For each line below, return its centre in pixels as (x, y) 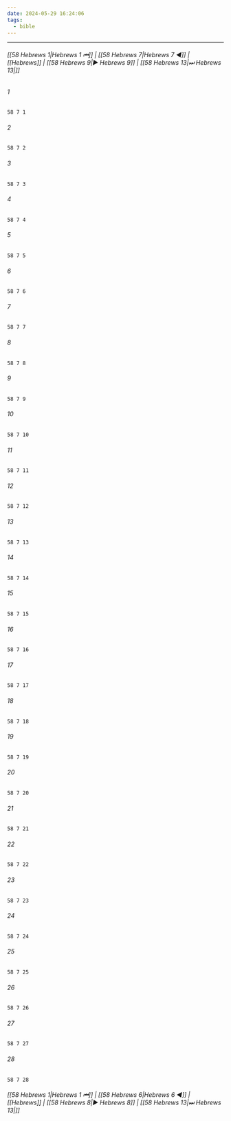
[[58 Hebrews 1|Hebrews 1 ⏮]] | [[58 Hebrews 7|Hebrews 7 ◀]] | (99, 54)
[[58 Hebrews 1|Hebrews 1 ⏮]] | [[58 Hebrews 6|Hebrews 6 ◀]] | (99, 1095)
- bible (24, 26)
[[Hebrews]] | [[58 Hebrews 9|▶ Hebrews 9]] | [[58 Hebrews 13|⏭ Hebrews (114, 62)
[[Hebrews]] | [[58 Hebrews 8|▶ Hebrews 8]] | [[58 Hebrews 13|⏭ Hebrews (114, 1102)
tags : (15, 20)
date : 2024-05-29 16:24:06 (46, 13)
